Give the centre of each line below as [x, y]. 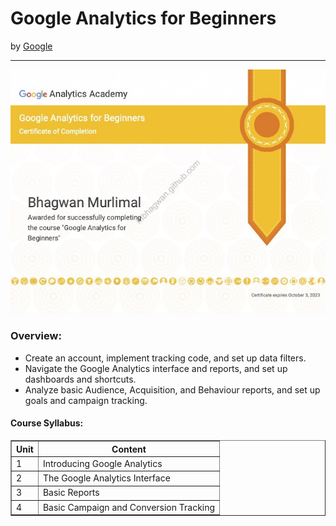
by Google [31, 46]
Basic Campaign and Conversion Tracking [129, 507]
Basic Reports [71, 493]
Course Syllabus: [47, 423]
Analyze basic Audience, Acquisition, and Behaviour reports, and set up [172, 389]
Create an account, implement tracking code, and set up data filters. [165, 358]
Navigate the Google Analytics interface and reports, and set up [156, 368]
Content [129, 449]
